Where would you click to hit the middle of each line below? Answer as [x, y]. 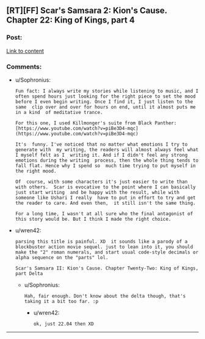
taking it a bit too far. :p [61, 301]
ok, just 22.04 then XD [63, 324]
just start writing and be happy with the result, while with [97, 192]
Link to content [25, 51]
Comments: [24, 66]
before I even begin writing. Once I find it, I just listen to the [104, 102]
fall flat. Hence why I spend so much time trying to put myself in [106, 166]
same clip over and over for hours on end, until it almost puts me [106, 107]
